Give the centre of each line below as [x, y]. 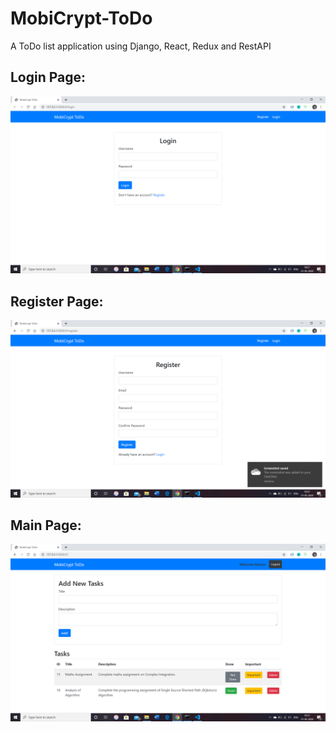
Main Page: [46, 525]
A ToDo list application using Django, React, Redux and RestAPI [141, 46]
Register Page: [57, 301]
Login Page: [48, 77]
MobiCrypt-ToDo [81, 18]
